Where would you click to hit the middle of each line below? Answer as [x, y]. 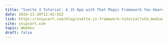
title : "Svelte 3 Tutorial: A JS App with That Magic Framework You [78, 10]
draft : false [19, 33]
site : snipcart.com [25, 23]
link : [11, 19]
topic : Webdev [20, 28]
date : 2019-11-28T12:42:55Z [34, 14]
